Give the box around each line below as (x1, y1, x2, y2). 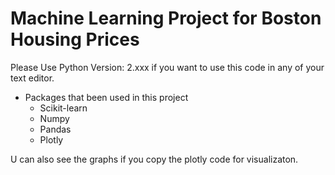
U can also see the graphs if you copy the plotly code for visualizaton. (10, 153, 299, 165)
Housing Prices (10, 28, 140, 51)
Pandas (39, 123, 72, 135)
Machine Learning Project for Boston (10, 7, 322, 30)
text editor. (10, 72, 55, 84)
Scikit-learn (39, 102, 88, 114)
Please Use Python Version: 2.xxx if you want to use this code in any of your (10, 61, 325, 73)
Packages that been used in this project (24, 91, 189, 103)
